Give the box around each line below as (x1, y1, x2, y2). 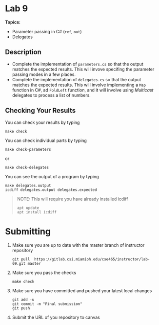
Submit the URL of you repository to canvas (12, 314, 100, 320)
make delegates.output (5, 183, 51, 188)
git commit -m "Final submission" (12, 302, 82, 306)
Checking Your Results (5, 106, 76, 115)
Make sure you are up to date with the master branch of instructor (12, 242, 145, 248)
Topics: (5, 19, 21, 25)
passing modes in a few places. (12, 71, 76, 77)
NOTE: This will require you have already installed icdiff (17, 196, 128, 202)
